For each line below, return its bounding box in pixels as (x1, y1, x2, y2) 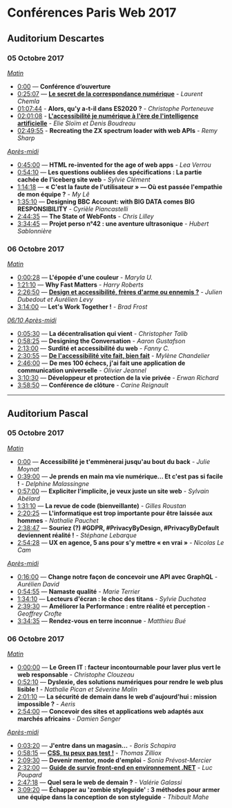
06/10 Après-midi (7, 316, 57, 325)
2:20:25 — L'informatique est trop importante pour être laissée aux (17, 509, 213, 517)
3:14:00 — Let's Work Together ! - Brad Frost (17, 303, 148, 311)
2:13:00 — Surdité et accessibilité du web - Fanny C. (17, 344, 170, 352)
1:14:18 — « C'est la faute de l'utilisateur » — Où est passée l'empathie (17, 182, 223, 191)
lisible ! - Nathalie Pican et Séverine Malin (17, 685, 138, 694)
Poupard (17, 771, 43, 780)
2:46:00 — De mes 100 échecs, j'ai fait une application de (17, 359, 186, 368)
